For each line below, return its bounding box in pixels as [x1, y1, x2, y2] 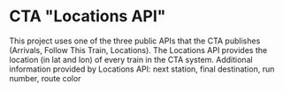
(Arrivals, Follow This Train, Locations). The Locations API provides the [9, 44, 268, 55]
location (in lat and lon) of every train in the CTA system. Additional [9, 54, 254, 65]
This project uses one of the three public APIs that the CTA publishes [9, 35, 261, 46]
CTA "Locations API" [9, 6, 166, 27]
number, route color [9, 73, 81, 83]
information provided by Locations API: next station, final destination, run [9, 64, 275, 74]
